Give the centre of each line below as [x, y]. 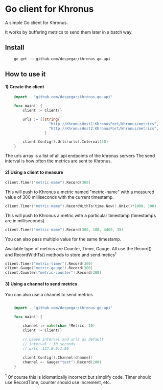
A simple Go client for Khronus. [36, 23]
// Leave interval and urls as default [63, 339]
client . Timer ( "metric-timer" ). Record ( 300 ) [49, 263]
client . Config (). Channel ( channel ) [58, 358]
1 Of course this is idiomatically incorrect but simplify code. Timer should [78, 376]
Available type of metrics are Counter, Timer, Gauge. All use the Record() [79, 248]
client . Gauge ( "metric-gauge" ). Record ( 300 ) [49, 268]
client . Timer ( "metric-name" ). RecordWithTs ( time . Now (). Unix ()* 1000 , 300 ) [81, 206]
